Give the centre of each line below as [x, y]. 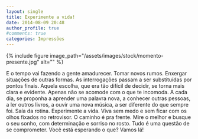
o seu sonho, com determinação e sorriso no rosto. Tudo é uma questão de [98, 123]
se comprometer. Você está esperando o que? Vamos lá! [75, 130]
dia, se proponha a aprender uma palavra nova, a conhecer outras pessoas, [98, 98]
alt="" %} [52, 62]
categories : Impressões [35, 39]
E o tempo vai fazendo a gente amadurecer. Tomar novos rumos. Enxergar [97, 73]
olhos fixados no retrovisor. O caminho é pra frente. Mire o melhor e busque [98, 117]
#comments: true [26, 34]
